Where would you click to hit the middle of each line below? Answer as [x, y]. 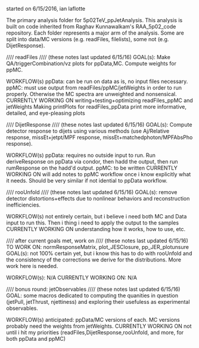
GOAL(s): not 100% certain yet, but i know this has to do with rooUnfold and [99, 253]
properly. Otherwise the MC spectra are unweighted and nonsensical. [91, 94]
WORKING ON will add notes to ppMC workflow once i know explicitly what [99, 174]
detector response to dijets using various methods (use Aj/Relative [88, 131]
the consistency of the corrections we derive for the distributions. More [94, 260]
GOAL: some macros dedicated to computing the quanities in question [92, 295]
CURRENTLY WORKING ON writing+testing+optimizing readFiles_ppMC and [100, 100]
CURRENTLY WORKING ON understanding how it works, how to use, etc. [96, 229]
